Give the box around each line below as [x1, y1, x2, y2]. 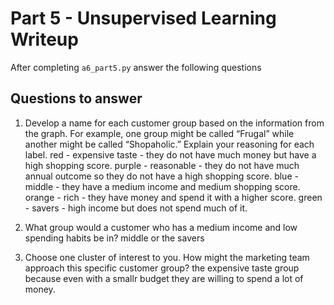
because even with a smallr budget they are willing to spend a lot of [24, 272, 304, 284]
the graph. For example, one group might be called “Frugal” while [24, 127, 295, 139]
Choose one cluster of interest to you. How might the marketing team [24, 251, 310, 263]
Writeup [10, 28, 79, 51]
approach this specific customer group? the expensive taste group [24, 262, 300, 274]
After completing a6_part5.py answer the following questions [10, 61, 262, 73]
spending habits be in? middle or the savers [24, 232, 205, 244]
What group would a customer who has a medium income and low [24, 221, 298, 233]
